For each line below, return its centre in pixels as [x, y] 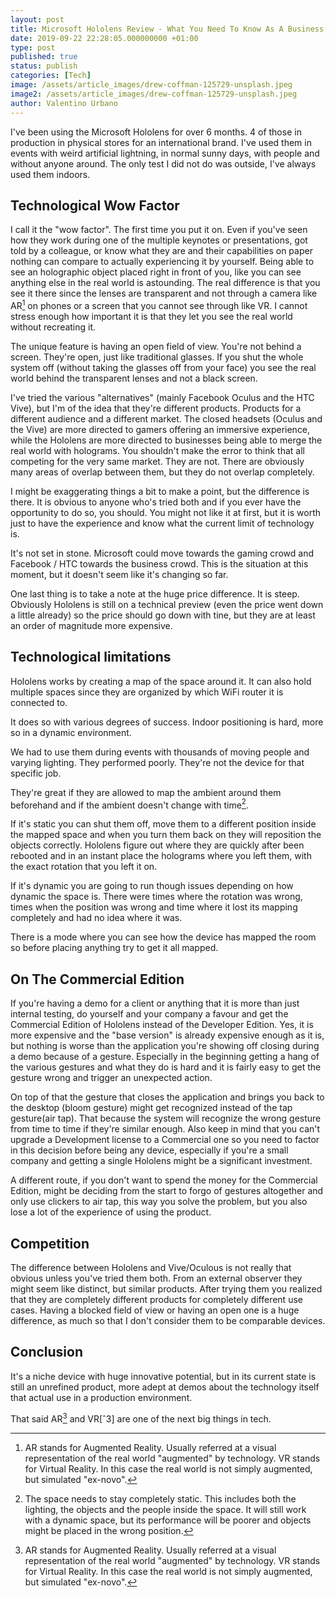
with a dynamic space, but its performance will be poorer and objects [168, 1520]
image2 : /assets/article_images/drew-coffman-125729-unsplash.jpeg [154, 94]
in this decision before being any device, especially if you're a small [149, 1150]
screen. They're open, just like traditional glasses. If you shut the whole [157, 357]
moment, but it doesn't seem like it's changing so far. [119, 574]
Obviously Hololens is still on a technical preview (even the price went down [167, 604]
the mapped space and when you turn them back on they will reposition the [166, 835]
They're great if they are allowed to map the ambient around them [146, 792]
